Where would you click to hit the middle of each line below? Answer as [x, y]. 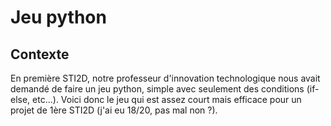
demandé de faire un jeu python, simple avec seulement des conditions [157, 89]
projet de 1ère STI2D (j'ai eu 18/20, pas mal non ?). [114, 110]
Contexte [40, 54]
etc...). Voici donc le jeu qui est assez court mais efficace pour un [167, 99]
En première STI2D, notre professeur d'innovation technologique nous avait [165, 78]
